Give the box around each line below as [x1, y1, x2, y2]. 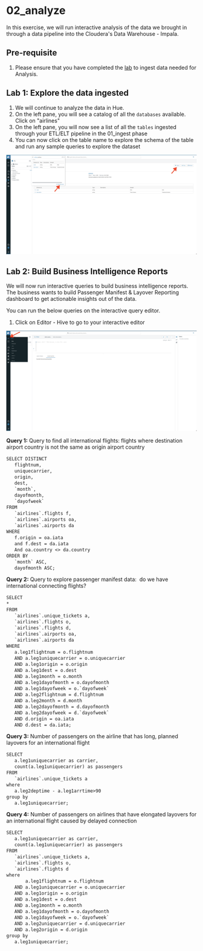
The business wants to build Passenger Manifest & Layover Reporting [6, 289, 179, 296]
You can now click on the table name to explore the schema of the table [14, 136, 194, 143]
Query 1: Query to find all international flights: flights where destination [6, 437, 183, 444]
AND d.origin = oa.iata [14, 716, 74, 722]
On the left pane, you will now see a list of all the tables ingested [14, 123, 177, 130]
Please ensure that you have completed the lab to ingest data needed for [14, 64, 196, 71]
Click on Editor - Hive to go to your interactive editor [14, 319, 145, 326]
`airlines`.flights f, [14, 510, 71, 516]
